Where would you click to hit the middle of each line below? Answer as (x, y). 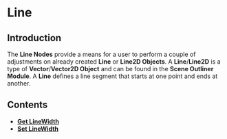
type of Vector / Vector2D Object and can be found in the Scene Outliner (110, 69)
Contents (28, 105)
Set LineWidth (38, 129)
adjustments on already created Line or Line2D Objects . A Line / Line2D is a (114, 62)
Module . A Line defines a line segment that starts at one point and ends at (112, 76)
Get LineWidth (38, 121)
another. (19, 83)
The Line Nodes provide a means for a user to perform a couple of (101, 54)
